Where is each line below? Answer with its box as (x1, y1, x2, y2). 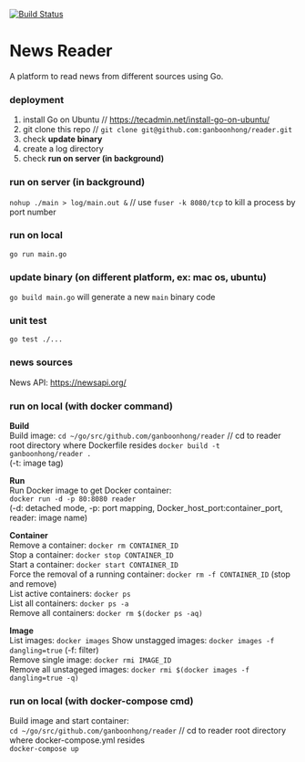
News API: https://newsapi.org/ (9, 377, 127, 388)
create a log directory (22, 143, 104, 154)
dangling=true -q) (9, 673, 79, 684)
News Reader (9, 41, 113, 61)
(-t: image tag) (9, 457, 64, 469)
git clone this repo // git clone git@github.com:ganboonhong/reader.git (22, 124, 293, 135)
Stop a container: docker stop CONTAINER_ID (9, 549, 175, 560)
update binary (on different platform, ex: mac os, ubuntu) (9, 270, 267, 283)
